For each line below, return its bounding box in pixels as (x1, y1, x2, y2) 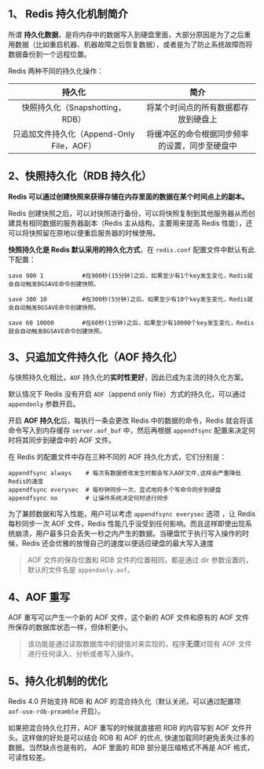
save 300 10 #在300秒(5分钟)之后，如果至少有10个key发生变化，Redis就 (8, 295, 253, 303)
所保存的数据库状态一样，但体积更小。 (8, 623, 132, 632)
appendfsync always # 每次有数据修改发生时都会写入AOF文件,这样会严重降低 (8, 470, 241, 478)
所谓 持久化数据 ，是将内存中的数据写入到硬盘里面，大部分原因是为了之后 (8, 30, 244, 39)
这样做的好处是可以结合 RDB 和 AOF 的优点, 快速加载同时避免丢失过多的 (21, 733, 255, 742)
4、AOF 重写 (8, 590, 71, 603)
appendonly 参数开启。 (8, 399, 80, 408)
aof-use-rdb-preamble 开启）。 (8, 706, 105, 716)
